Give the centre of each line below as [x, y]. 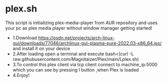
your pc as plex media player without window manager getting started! [79, 28]
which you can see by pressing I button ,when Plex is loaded [76, 70]
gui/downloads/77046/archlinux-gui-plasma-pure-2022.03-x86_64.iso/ [87, 43]
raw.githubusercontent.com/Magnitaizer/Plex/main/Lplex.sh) [76, 59]
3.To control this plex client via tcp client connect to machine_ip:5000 [85, 64]
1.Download [25, 38]
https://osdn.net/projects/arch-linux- [76, 38]
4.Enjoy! [21, 75]
